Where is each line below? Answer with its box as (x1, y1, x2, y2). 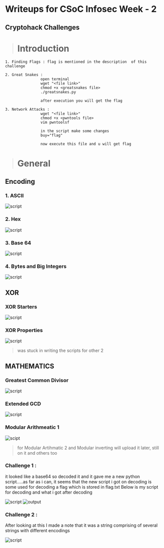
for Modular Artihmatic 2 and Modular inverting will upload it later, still (17, 445, 159, 451)
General (17, 158, 51, 169)
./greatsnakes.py (40, 89, 77, 94)
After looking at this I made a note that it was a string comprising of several (5, 522, 158, 528)
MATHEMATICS (5, 362, 54, 370)
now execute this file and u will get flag (40, 141, 132, 146)
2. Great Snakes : (5, 72, 43, 77)
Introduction (17, 43, 70, 54)
